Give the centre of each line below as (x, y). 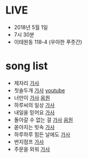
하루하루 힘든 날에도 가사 (42, 134)
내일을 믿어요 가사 (34, 112)
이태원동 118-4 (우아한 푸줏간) (48, 42)
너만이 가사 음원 (32, 98)
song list (27, 66)
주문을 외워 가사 (32, 149)
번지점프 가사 (29, 142)
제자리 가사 (27, 83)
